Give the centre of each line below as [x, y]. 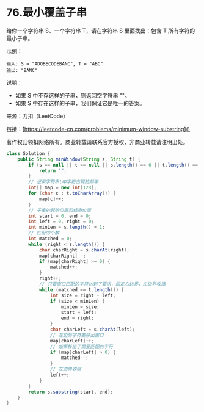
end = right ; [78, 318]
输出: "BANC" [22, 70]
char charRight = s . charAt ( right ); [84, 250]
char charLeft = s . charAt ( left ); [93, 330]
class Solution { [28, 153]
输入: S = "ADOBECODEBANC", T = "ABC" [55, 64]
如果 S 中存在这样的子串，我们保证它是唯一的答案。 [80, 103]
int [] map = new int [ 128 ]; [63, 188]
